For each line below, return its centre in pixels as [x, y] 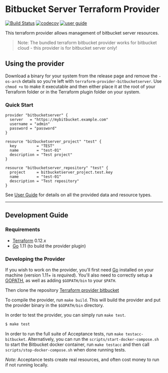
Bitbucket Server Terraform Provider [82, 9]
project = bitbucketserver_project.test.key [61, 172]
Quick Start [19, 105]
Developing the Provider [35, 259]
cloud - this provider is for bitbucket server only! [67, 48]
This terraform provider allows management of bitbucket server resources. [82, 33]
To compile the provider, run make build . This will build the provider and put [83, 300]
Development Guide [37, 215]
